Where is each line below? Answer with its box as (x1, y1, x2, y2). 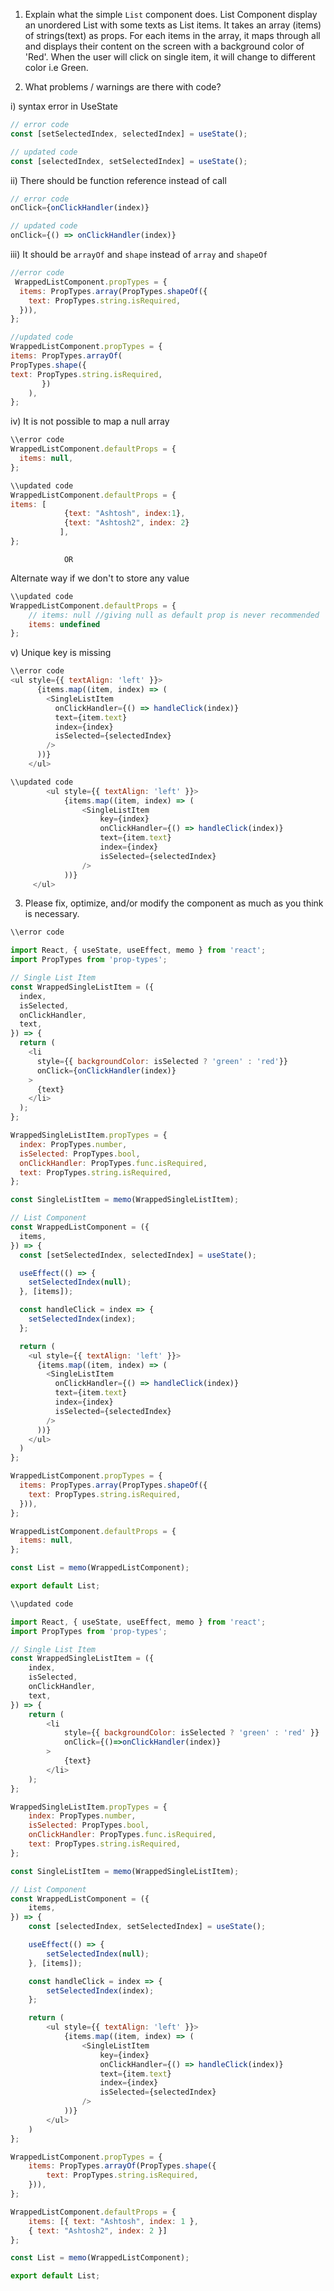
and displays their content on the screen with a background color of (24, 40, 305, 52)
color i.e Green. (24, 62, 89, 73)
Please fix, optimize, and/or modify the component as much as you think (24, 897, 324, 909)
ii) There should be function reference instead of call (10, 174, 227, 186)
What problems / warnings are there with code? (24, 81, 222, 93)
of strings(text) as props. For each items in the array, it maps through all (24, 30, 321, 41)
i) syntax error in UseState (10, 100, 119, 112)
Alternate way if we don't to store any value (10, 572, 190, 584)
